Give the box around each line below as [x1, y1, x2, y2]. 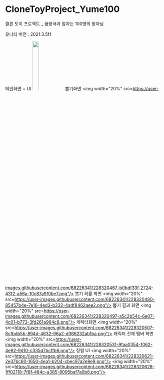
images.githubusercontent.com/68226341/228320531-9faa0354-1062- [5, 341, 153, 348]
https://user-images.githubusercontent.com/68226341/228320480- [14, 296, 155, 302]
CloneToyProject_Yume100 [5, 3, 120, 15]
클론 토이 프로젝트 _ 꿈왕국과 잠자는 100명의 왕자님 [5, 20, 104, 26]
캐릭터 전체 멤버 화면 [113, 331, 154, 337]
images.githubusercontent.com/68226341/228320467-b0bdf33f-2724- [5, 285, 153, 291]
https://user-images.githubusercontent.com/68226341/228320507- [14, 325, 154, 331]
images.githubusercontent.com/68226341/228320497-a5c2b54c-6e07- [5, 313, 155, 319]
